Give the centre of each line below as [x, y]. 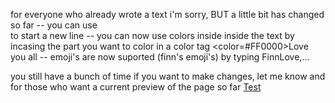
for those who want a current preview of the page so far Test [136, 87]
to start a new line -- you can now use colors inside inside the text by [152, 35]
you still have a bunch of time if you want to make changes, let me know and [168, 76]
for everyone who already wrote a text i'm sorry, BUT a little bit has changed [167, 14]
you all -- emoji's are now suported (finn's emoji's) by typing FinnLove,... [160, 57]
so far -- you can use [54, 25]
